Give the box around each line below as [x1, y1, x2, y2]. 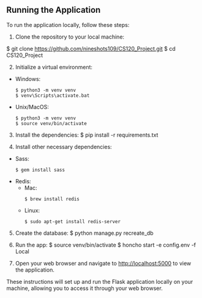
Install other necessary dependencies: [15, 143, 112, 150]
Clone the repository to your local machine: [15, 33, 124, 40]
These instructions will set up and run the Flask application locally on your [6, 278, 193, 285]
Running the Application [6, 5, 101, 15]
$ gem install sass [15, 167, 65, 173]
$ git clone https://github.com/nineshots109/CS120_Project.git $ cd [6, 45, 176, 52]
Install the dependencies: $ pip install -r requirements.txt [15, 131, 159, 139]
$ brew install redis [24, 196, 80, 202]
